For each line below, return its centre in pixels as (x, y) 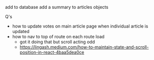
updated (21, 31)
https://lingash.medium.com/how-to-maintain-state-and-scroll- (84, 47)
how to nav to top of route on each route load (58, 37)
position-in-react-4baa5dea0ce (52, 52)
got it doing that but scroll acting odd (57, 42)
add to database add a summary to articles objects (57, 7)
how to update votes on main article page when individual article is (80, 26)
